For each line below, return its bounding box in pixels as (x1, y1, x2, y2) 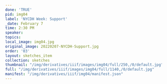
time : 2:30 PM (5, 26, 35, 31)
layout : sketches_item (5, 53, 52, 58)
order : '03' (5, 48, 30, 53)
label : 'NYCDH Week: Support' (5, 16, 68, 21)
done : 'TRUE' (5, 7, 32, 12)
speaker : (5, 30, 23, 35)
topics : (5, 35, 21, 40)
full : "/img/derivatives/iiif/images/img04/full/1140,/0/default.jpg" (5, 67, 155, 72)
